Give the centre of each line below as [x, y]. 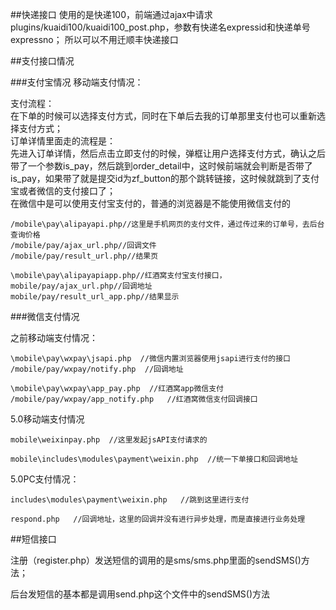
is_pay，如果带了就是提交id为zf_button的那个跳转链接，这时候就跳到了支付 [165, 178]
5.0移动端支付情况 [47, 419]
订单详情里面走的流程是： [63, 141]
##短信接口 [33, 539]
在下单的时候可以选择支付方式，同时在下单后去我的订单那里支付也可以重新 [163, 116]
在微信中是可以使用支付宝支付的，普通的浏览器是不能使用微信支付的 [150, 203]
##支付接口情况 [42, 61]
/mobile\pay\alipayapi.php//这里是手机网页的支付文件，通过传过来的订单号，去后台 [167, 224]
